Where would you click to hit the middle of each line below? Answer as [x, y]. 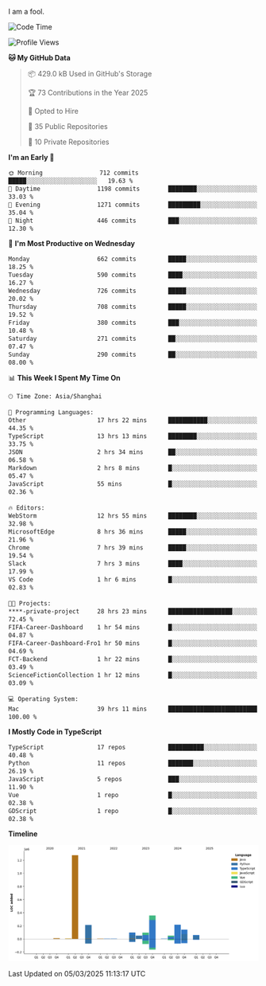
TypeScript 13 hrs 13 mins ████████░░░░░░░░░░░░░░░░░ [133, 436]
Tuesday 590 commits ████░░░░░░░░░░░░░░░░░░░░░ [133, 275]
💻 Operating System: [44, 699]
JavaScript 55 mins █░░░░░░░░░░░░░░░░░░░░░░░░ [133, 484]
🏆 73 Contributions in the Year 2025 [88, 92]
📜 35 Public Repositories [68, 126]
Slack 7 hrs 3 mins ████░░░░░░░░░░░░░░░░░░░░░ [133, 564]
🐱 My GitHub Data [40, 58]
